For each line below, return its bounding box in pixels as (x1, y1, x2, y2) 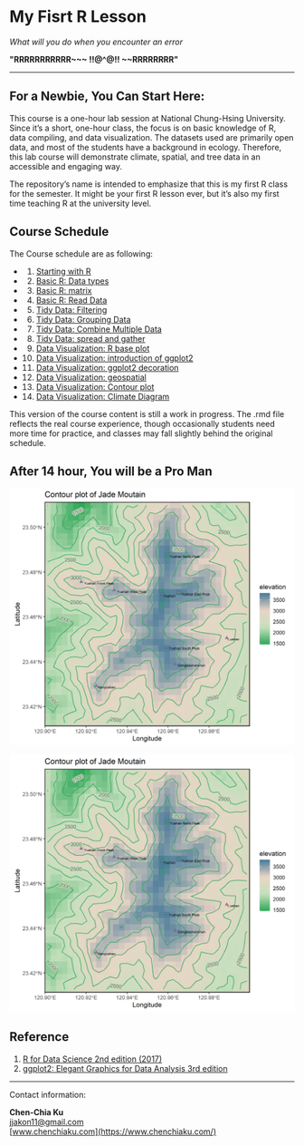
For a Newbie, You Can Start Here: (9, 89, 205, 104)
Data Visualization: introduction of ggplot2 (35, 352, 194, 364)
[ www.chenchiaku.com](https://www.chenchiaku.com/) (9, 1126, 217, 1137)
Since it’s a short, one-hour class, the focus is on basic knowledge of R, (9, 122, 277, 133)
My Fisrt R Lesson (9, 6, 147, 27)
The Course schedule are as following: (9, 248, 154, 259)
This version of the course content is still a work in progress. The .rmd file (9, 408, 285, 419)
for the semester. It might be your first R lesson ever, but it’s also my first (9, 188, 280, 199)
